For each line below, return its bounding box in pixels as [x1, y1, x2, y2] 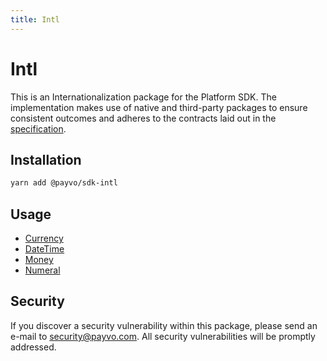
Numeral [24, 264, 61, 276]
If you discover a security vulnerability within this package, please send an [10, 319, 318, 331]
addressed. [10, 341, 57, 353]
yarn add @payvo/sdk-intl [10, 178, 118, 188]
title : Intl [10, 14, 60, 25]
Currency [24, 232, 64, 245]
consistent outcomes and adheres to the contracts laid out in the [10, 112, 277, 124]
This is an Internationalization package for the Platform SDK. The [10, 91, 277, 103]
